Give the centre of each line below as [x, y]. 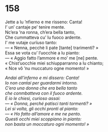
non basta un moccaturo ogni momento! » [47, 124]
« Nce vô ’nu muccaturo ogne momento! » [47, 68]
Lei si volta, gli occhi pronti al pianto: [42, 108]
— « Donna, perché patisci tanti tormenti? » [48, 103]
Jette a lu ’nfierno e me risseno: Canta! [44, 22]
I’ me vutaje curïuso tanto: [31, 42]
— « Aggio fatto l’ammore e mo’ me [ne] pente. [52, 58]
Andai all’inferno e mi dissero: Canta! [42, 78]
